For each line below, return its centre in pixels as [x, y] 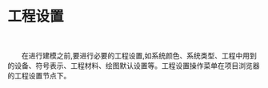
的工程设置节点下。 [39, 75]
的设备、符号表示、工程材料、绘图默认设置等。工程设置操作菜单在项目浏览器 [134, 66]
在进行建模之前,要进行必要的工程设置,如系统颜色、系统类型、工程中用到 [140, 55]
